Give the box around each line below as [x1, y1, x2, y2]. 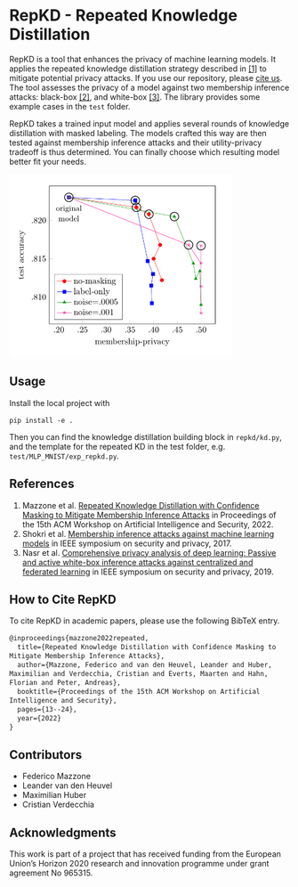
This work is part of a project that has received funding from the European [9, 849, 282, 859]
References [9, 476, 75, 492]
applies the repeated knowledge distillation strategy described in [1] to [9, 63, 267, 74]
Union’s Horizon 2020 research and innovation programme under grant [9, 859, 270, 869]
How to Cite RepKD [9, 592, 117, 607]
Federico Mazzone [21, 771, 92, 782]
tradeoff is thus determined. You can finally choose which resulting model [9, 146, 280, 157]
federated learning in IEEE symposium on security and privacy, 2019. [21, 566, 274, 577]
